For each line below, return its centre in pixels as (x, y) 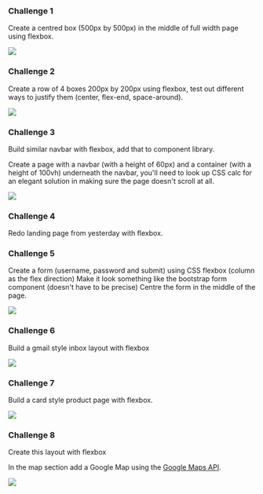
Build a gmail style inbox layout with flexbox (79, 348)
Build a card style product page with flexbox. (80, 400)
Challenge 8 (32, 435)
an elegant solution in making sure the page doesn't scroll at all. (111, 181)
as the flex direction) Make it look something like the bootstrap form (118, 279)
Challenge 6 (32, 331)
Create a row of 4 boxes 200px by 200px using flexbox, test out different (126, 89)
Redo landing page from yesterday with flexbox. (86, 233)
